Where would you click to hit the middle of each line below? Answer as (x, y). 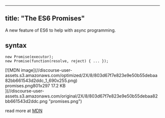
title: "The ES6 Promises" (45, 18)
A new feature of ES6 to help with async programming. (61, 30)
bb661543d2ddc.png (26, 101)
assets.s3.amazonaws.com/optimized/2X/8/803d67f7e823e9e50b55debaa (81, 75)
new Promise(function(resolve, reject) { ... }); (57, 61)
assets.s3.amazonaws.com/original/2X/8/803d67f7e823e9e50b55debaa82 (82, 96)
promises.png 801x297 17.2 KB (35, 85)
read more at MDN (24, 111)
